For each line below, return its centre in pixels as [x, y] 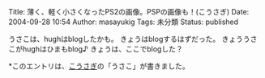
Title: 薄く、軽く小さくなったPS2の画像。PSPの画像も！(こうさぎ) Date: [129, 12]
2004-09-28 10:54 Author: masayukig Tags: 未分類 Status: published [124, 22]
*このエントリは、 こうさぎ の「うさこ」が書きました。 [99, 66]
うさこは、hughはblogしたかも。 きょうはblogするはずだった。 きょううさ [133, 39]
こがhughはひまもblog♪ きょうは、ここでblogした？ [96, 49]
